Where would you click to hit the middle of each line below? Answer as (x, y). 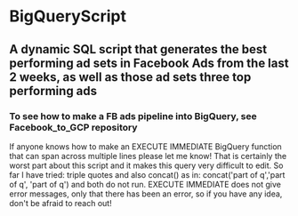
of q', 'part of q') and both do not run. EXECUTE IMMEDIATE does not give (145, 184)
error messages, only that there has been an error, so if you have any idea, (146, 194)
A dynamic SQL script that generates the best (138, 49)
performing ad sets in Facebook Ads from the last (149, 63)
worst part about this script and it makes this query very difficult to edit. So (146, 165)
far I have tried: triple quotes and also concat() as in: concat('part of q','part (147, 174)
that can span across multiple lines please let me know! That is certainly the (148, 156)
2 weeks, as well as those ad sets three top (130, 77)
